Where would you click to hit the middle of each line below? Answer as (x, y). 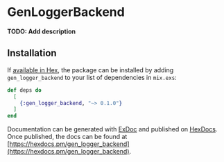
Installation (32, 53)
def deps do (24, 90)
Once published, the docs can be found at (67, 137)
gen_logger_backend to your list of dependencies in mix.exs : (92, 77)
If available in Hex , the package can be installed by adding (91, 70)
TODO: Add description (42, 31)
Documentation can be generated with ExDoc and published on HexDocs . (112, 129)
